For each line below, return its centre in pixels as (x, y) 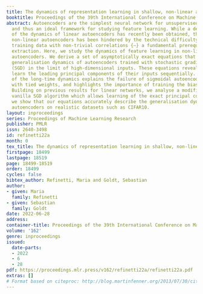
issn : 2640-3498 (27, 130)
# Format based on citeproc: (43, 281)
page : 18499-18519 (29, 164)
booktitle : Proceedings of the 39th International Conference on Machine (101, 18)
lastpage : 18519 (27, 158)
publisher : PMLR (27, 124)
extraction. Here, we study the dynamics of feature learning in (96, 51)
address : (17, 220)
